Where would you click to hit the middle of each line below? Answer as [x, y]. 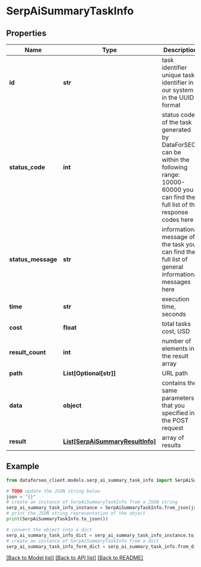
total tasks [176, 324]
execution [176, 299]
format [171, 105]
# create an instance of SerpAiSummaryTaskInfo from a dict [83, 541]
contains [174, 383]
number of [176, 341]
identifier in [178, 82]
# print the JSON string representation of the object [76, 514]
